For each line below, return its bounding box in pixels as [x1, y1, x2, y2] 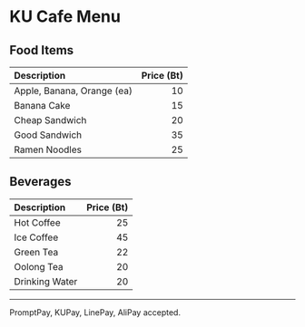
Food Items [9, 43, 74, 58]
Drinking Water [14, 274, 78, 287]
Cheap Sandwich [14, 114, 87, 126]
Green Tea [14, 245, 59, 258]
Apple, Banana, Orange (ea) [14, 84, 133, 97]
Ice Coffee [14, 231, 59, 244]
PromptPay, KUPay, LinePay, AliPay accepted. [9, 306, 182, 318]
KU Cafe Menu [9, 6, 121, 27]
